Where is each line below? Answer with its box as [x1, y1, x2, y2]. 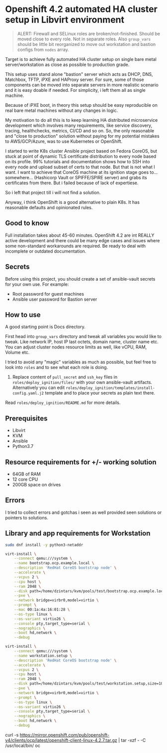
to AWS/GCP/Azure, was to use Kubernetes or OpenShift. [5, 138, 123, 144]
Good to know [5, 219, 49, 228]
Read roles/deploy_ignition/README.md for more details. [5, 399, 121, 405]
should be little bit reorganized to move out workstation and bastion [17, 41, 156, 47]
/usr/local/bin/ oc [5, 743, 41, 749]
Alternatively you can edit [12, 384, 65, 390]
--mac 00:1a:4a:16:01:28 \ [14, 607, 70, 612]
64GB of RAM [12, 471, 41, 477]
